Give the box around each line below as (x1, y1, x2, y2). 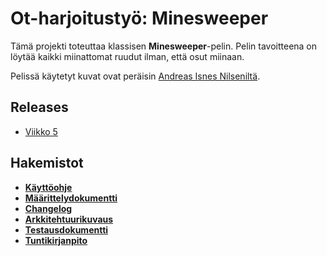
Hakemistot (10, 155, 84, 172)
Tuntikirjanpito (24, 234, 88, 246)
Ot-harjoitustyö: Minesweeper (10, 7, 269, 30)
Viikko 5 (24, 125, 58, 137)
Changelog (24, 202, 73, 214)
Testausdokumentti (24, 223, 109, 236)
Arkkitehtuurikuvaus (24, 213, 114, 225)
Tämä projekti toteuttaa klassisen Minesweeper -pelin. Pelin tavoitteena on (10, 40, 318, 52)
